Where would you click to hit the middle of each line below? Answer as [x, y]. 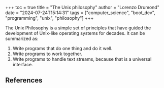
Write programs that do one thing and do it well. [62, 48]
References [24, 80]
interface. [23, 64]
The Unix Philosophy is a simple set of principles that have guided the [78, 28]
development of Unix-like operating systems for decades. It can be [75, 33]
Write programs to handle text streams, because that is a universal [82, 59]
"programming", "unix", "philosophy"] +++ [50, 18]
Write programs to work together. [47, 54]
